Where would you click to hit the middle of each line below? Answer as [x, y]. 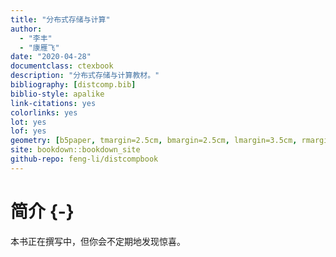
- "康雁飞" [39, 47]
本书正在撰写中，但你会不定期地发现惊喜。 [98, 241]
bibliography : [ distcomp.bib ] [73, 85]
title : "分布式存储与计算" [60, 19]
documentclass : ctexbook [62, 66]
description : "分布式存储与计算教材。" [85, 76]
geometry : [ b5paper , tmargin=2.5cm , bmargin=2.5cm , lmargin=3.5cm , [154, 141]
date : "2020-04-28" [51, 57]
